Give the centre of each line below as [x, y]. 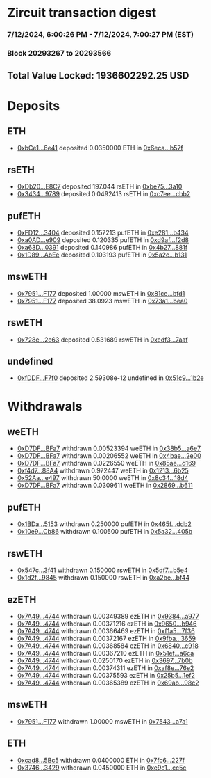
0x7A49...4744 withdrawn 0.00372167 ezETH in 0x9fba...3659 [107, 638]
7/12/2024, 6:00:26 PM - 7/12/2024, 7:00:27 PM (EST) [101, 35]
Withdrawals [45, 406]
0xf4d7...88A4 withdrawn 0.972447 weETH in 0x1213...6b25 [103, 470]
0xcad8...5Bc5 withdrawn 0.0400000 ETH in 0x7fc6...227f [101, 760]
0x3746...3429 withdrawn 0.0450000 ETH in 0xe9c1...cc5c [102, 768]
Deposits [34, 105]
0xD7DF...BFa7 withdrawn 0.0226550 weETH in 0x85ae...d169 [107, 463]
